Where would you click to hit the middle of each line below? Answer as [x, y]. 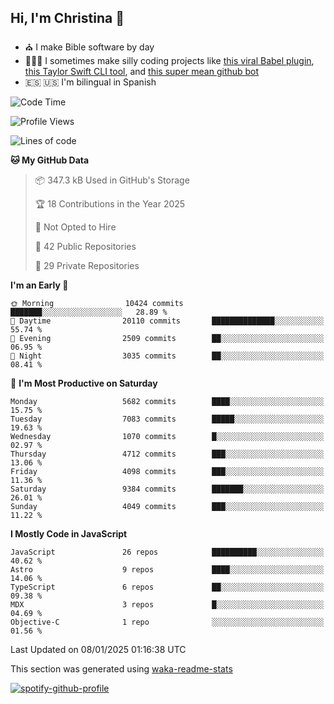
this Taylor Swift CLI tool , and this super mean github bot [142, 71]
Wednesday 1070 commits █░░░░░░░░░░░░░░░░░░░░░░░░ [167, 436]
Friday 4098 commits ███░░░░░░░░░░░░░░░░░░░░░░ [167, 471]
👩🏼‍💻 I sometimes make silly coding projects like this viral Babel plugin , [169, 60]
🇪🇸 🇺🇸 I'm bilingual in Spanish [90, 82]
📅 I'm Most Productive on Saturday [84, 383]
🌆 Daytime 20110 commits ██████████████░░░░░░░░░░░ [167, 321]
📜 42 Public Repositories [85, 246]
